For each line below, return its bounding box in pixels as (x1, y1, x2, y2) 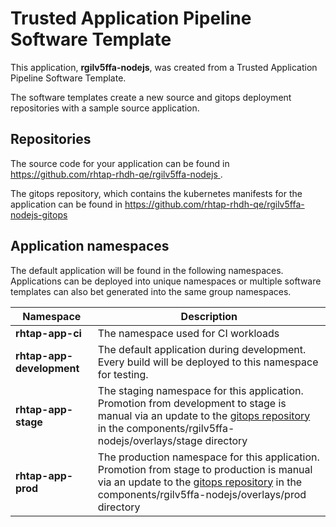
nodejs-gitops (10, 208, 68, 221)
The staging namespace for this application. (97, 383, 304, 397)
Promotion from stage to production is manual (97, 462, 313, 476)
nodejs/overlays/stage (97, 433, 203, 447)
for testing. (97, 367, 149, 381)
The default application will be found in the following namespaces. (10, 264, 284, 276)
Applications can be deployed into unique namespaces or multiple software (10, 275, 322, 287)
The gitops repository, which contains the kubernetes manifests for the (10, 187, 303, 199)
